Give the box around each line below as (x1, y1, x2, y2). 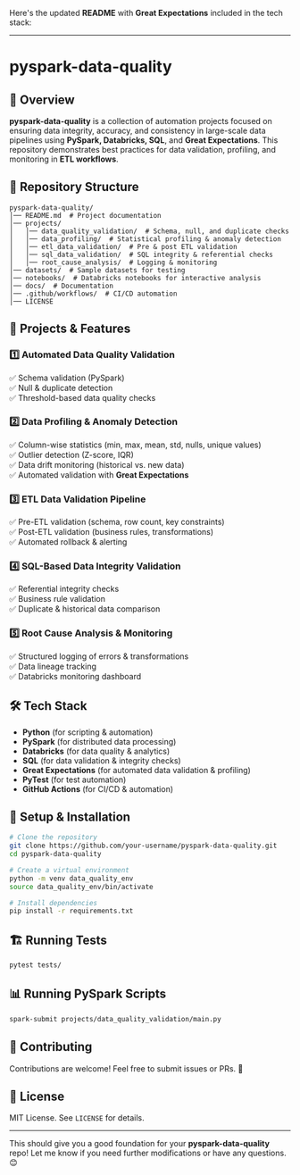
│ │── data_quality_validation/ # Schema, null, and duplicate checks (9, 227, 290, 236)
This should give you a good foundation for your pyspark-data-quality (9, 1138, 271, 1149)
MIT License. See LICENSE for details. (9, 1112, 145, 1123)
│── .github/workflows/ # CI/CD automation (9, 289, 178, 298)
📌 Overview (9, 92, 75, 107)
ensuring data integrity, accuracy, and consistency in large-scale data (9, 125, 266, 136)
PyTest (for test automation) (21, 774, 127, 785)
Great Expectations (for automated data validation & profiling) (21, 764, 252, 775)
